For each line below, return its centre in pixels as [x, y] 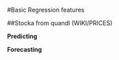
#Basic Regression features [46, 10]
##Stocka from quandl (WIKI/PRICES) [60, 23]
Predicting [22, 36]
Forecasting [25, 49]
